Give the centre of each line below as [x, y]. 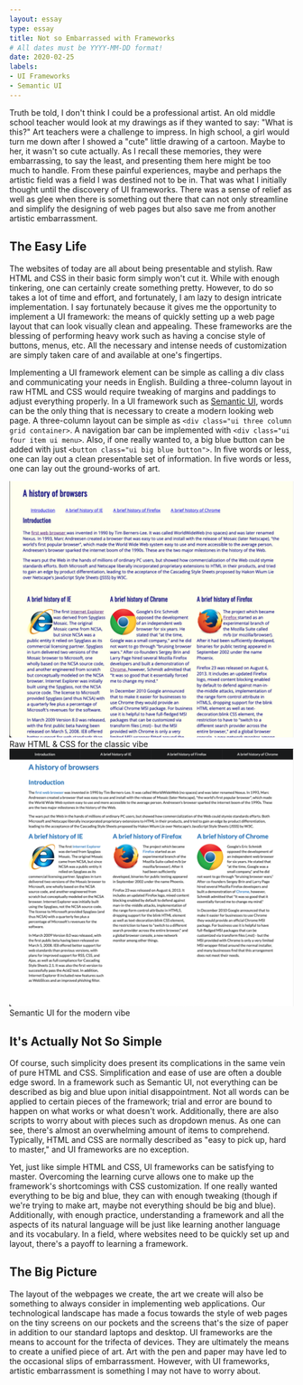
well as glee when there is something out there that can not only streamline [149, 199]
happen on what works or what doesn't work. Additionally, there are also [144, 1110]
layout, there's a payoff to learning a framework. [99, 1243]
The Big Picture [53, 1273]
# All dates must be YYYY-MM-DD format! [87, 48]
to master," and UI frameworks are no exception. [99, 1149]
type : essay [32, 28]
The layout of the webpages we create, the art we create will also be [137, 1294]
